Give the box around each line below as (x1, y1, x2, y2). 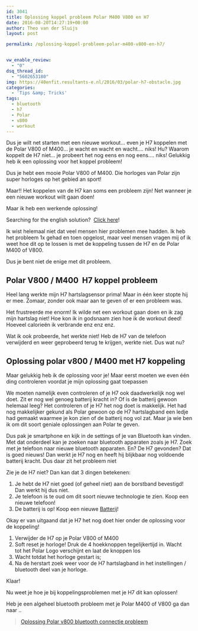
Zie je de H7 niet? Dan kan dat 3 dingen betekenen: (6, 469, 131, 476)
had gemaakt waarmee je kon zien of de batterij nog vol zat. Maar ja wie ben (6, 415, 193, 421)
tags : (6, 96, 20, 102)
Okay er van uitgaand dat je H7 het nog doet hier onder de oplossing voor (6, 517, 186, 523)
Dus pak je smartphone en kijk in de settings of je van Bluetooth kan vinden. (6, 432, 191, 439)
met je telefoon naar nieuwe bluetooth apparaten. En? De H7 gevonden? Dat (6, 445, 191, 452)
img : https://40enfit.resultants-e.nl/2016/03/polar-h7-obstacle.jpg (6, 79, 181, 85)
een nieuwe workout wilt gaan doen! (6, 193, 95, 201)
